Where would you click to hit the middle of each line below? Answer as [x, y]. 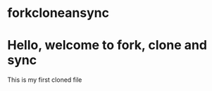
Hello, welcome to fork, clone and [107, 45]
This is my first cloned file [45, 80]
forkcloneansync [58, 13]
